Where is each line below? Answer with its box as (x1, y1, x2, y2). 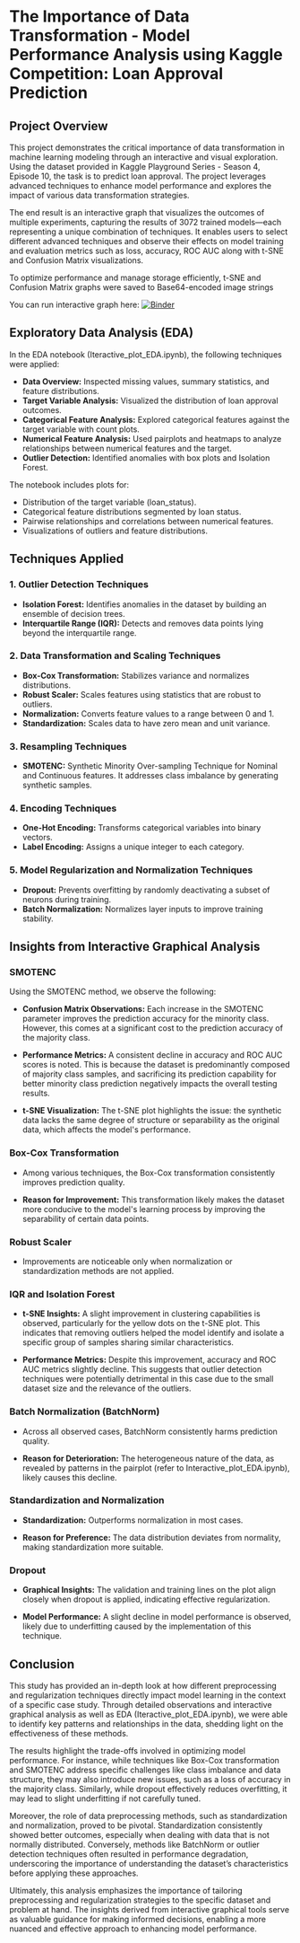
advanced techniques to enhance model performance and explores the (9, 180, 271, 190)
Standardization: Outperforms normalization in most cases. (21, 1515, 244, 1525)
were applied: (9, 358, 60, 369)
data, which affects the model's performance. (21, 1124, 191, 1135)
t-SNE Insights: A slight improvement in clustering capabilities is (21, 1308, 261, 1319)
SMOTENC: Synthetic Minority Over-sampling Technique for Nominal (21, 760, 278, 771)
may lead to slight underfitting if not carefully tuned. (9, 1793, 201, 1804)
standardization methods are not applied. (21, 1265, 175, 1276)
